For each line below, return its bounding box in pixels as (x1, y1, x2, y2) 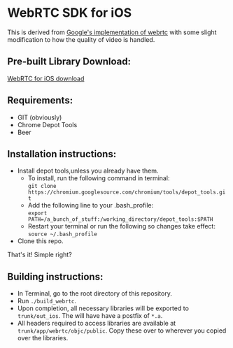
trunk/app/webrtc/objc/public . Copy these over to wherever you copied (17, 326, 227, 335)
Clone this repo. (17, 237, 64, 245)
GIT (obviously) (17, 113, 62, 122)
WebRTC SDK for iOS (7, 5, 132, 21)
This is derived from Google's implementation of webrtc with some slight (7, 28, 217, 36)
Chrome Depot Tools (17, 120, 78, 129)
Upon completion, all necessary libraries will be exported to (17, 304, 189, 312)
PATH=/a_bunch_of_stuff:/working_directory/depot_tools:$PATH (27, 216, 213, 223)
